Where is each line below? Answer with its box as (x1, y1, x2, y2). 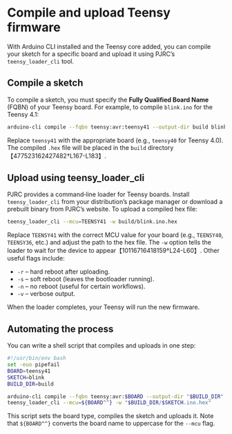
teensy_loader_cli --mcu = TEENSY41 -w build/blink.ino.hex (7, 218, 177, 225)
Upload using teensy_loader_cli (7, 172, 145, 184)
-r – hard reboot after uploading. (17, 267, 110, 276)
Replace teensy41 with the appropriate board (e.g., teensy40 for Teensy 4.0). (7, 136, 224, 144)
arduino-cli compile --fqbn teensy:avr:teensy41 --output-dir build (7, 123, 209, 131)
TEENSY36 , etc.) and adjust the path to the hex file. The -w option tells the (7, 238, 212, 247)
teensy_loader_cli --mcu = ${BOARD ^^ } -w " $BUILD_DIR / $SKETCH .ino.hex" (7, 399, 212, 406)
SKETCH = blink (7, 374, 45, 381)
